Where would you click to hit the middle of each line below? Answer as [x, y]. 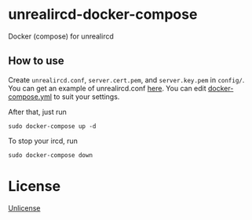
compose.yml [30, 97]
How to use [36, 61]
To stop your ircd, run [43, 141]
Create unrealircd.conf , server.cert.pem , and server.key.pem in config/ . [126, 79]
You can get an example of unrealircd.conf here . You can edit [107, 88]
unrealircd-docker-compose [103, 15]
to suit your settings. [87, 97]
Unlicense [24, 208]
